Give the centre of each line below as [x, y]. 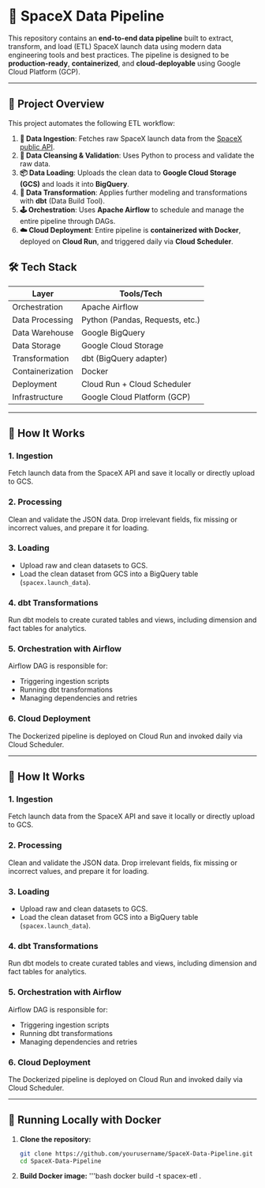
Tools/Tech [141, 294]
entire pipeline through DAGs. [67, 221]
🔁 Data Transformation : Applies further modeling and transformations [133, 192]
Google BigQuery [114, 332]
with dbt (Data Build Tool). [62, 200]
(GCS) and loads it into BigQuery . [75, 184]
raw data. [35, 163]
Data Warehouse [43, 332]
